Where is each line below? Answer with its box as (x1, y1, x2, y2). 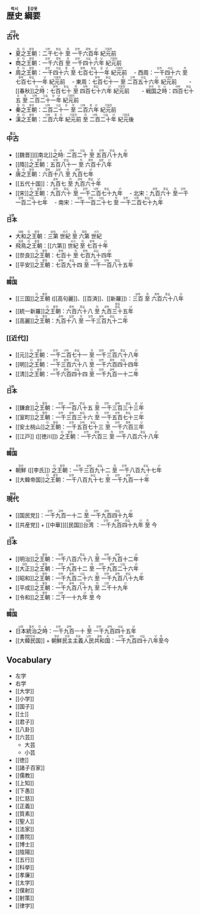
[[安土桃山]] (15, 423, 45, 430)
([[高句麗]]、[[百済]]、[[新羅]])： (51, 295, 133, 302)
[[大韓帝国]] (15, 476, 45, 484)
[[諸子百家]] (15, 764, 45, 771)
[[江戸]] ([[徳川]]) (15, 433, 58, 440)
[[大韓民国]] (15, 637, 45, 644)
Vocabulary (6, 655, 52, 666)
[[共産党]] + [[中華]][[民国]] (15, 522, 84, 529)
